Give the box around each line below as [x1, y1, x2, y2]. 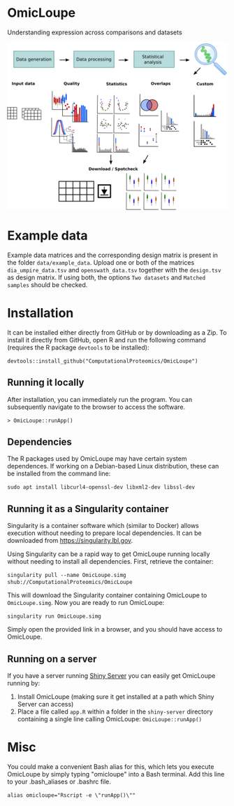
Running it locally [7, 377, 85, 389]
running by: [7, 679, 41, 687]
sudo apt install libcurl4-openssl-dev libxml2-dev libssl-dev [7, 484, 196, 491]
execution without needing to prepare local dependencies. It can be [7, 529, 202, 537]
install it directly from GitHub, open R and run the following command [7, 335, 206, 344]
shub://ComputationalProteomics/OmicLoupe [7, 579, 133, 586]
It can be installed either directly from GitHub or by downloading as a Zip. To [7, 328, 227, 337]
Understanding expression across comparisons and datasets [7, 28, 183, 36]
